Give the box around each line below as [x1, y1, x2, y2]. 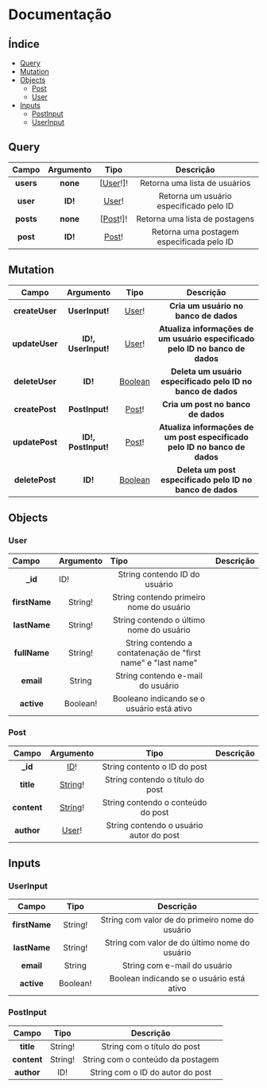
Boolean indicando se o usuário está [109, 973, 246, 984]
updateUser [12, 338, 58, 349]
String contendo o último [112, 615, 205, 626]
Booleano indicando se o [112, 694, 205, 705]
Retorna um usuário [158, 190, 232, 201]
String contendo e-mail [114, 670, 203, 682]
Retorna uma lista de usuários [140, 177, 251, 188]
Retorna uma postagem [151, 226, 239, 237]
